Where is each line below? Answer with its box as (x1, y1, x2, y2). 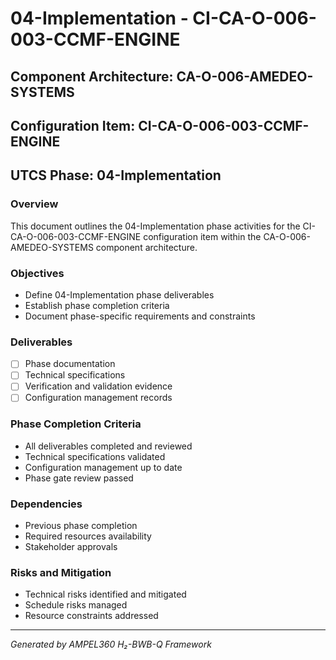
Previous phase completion (24, 520, 138, 532)
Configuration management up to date (24, 461, 183, 473)
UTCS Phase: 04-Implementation (10, 167, 222, 184)
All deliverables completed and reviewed (24, 440, 193, 452)
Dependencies (10, 497, 83, 511)
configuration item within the (143, 230, 262, 242)
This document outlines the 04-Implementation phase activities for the (10, 220, 301, 232)
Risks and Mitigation (10, 566, 112, 580)
